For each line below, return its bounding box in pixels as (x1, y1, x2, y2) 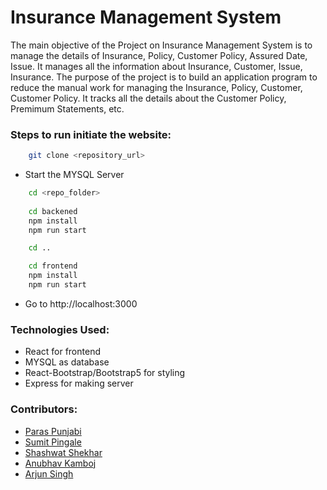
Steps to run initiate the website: (10, 127, 172, 141)
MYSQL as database (24, 356, 110, 368)
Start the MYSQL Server (24, 169, 125, 181)
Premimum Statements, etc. (10, 102, 125, 115)
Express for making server (24, 377, 134, 390)
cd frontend (28, 261, 78, 271)
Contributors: (10, 402, 78, 416)
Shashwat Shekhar (24, 446, 103, 458)
